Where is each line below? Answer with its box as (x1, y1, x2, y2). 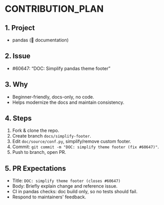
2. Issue (5, 52, 31, 60)
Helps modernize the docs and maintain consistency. (12, 99, 125, 105)
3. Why (5, 80, 28, 89)
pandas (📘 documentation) (12, 37, 69, 43)
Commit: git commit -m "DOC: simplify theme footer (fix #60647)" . (12, 144, 159, 150)
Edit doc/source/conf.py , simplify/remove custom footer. (12, 139, 131, 145)
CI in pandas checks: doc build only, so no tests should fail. (12, 189, 138, 195)
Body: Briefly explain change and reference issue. (12, 183, 118, 189)
